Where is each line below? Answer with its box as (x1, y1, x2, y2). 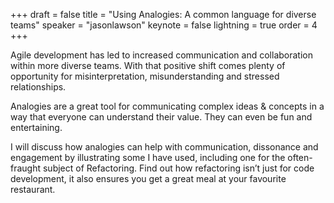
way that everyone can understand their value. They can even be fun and (10, 111, 313, 123)
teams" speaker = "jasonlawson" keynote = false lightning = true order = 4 (10, 19, 318, 31)
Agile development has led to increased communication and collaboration (10, 49, 313, 61)
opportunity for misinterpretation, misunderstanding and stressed (10, 70, 280, 82)
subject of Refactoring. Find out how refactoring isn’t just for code (42, 162, 315, 174)
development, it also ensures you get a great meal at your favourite (10, 173, 287, 184)
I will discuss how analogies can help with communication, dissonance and (10, 141, 319, 153)
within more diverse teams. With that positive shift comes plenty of (10, 60, 286, 71)
